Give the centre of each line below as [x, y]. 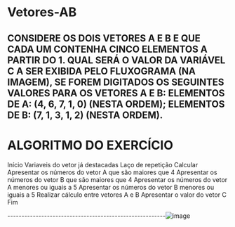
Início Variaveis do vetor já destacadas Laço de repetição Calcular [103, 164]
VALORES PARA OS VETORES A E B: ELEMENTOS [116, 93]
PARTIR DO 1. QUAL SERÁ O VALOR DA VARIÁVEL [116, 60]
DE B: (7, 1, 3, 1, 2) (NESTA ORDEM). [85, 115]
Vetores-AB [42, 12]
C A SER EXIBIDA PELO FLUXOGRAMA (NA [102, 71]
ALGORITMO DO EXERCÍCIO [90, 145]
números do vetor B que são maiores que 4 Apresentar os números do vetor [117, 179]
